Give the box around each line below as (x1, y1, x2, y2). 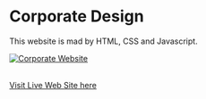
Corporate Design (9, 6, 145, 27)
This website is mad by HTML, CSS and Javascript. (9, 36, 199, 46)
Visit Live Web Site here (9, 79, 97, 90)
